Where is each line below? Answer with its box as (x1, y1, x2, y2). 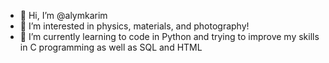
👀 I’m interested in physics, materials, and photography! (19, 20, 250, 32)
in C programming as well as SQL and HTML (19, 41, 203, 53)
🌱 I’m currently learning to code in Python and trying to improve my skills (19, 31, 320, 42)
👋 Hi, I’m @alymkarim (19, 10, 108, 21)
